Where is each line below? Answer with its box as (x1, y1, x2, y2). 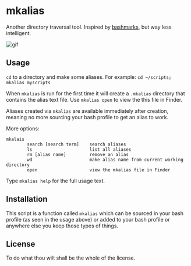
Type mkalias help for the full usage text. (6, 177, 105, 184)
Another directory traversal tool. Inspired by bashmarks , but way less (6, 23, 172, 30)
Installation (6, 194, 48, 204)
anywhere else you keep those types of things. (6, 222, 118, 229)
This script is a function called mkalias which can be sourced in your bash (6, 209, 183, 217)
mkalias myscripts (6, 80, 51, 85)
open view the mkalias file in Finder (27, 167, 171, 173)
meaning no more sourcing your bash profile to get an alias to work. (6, 113, 169, 120)
